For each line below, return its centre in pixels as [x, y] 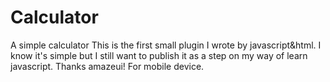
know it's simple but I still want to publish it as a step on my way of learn [159, 55]
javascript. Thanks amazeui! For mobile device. [107, 66]
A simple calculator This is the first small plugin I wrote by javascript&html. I [166, 45]
